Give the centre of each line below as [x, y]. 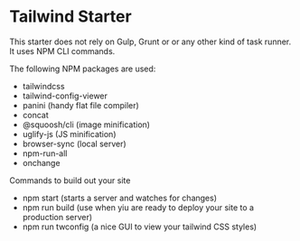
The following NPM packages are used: [83, 69]
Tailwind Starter [71, 17]
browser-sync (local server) [74, 144]
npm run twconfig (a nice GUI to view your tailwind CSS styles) [140, 227]
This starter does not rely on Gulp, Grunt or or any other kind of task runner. [150, 42]
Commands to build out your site [70, 180]
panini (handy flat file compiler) [81, 105]
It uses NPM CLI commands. [62, 51]
